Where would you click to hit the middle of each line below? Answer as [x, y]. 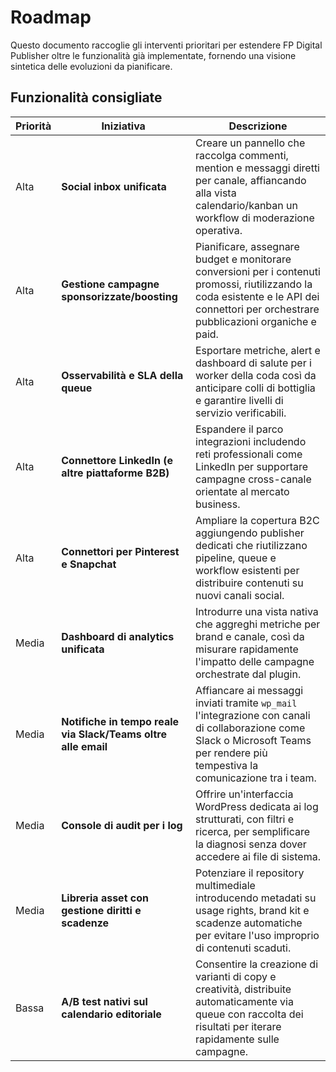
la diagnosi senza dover [251, 844]
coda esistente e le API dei [257, 296]
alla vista [216, 193]
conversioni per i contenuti [258, 271]
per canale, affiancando [251, 180]
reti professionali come [249, 454]
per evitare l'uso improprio [257, 935]
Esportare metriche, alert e [258, 350]
